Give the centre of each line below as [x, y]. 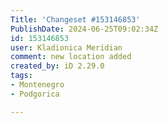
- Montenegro [37, 85]
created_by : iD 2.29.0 [57, 66]
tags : [21, 76]
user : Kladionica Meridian [66, 47]
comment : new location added [71, 57]
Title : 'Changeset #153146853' [75, 19]
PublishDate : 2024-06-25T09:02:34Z [84, 29]
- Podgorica [35, 94]
